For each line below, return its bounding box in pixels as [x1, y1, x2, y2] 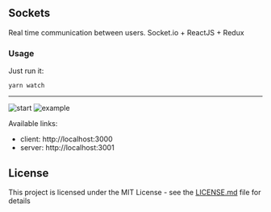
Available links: [8, 119, 58, 128]
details [8, 196, 31, 206]
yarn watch [8, 82, 45, 90]
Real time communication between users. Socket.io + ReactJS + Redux [8, 27, 244, 37]
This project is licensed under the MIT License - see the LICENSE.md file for [8, 187, 261, 197]
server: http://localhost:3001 [19, 143, 115, 153]
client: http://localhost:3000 [19, 134, 113, 144]
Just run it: [8, 66, 44, 75]
